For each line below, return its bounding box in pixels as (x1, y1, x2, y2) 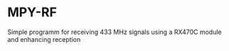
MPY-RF (7, 4, 57, 21)
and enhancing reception (7, 35, 81, 43)
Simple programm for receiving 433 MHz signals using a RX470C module (7, 28, 222, 36)
